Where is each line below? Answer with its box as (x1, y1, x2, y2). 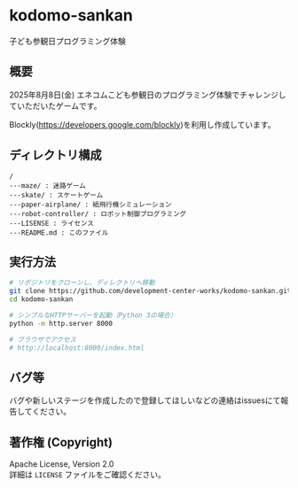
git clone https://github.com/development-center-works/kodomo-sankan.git (9, 287, 292, 296)
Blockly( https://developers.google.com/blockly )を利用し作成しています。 (9, 119, 276, 129)
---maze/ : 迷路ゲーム (9, 181, 86, 190)
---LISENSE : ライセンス (9, 219, 95, 228)
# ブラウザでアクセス (9, 335, 77, 344)
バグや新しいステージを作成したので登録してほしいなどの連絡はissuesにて (9, 395, 281, 406)
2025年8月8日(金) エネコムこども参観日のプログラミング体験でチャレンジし (9, 89, 286, 100)
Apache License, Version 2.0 (9, 459, 114, 469)
